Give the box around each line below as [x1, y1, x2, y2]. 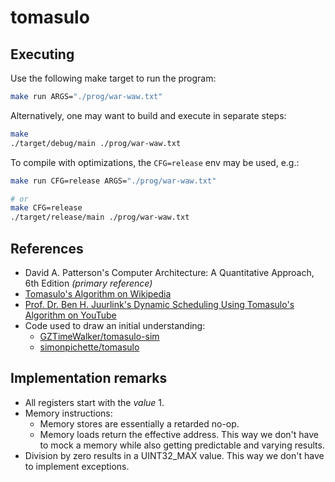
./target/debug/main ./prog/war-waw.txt [10, 138, 182, 148]
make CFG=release [10, 203, 83, 213]
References [10, 240, 84, 257]
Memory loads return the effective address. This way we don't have [39, 428, 320, 440]
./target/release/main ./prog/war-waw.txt [10, 212, 190, 223]
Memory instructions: [24, 407, 113, 419]
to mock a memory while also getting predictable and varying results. [39, 439, 325, 451]
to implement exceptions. [24, 460, 130, 472]
